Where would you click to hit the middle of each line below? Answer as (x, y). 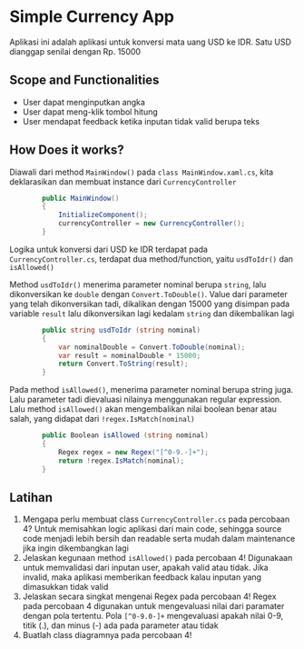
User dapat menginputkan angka (83, 102)
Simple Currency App (92, 17)
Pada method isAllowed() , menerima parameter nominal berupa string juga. (152, 390)
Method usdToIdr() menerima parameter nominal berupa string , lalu (138, 285)
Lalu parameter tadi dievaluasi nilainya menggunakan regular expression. (146, 399)
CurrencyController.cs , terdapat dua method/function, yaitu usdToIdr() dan (151, 259)
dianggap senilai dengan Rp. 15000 (75, 51)
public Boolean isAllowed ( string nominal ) (125, 435)
